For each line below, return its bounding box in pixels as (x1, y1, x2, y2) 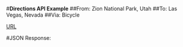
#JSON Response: (6, 35, 52, 41)
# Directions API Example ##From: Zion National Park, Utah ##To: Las (6, 5, 177, 12)
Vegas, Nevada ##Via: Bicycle (6, 11, 80, 18)
